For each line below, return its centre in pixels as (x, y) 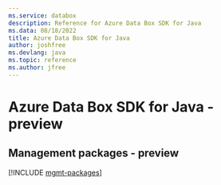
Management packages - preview (94, 154)
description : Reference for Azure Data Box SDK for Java (105, 23)
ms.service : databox (43, 16)
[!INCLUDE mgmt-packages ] (55, 172)
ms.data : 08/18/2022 (43, 30)
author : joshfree (37, 45)
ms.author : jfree (37, 68)
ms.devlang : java (37, 53)
